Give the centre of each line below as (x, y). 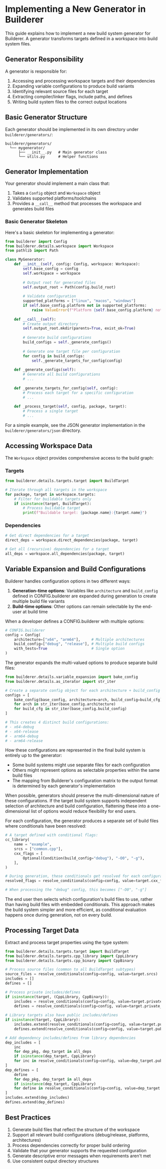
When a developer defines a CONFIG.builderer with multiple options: (75, 621)
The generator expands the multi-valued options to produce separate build (81, 663)
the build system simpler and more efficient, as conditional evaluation (76, 910)
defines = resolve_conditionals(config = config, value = (72, 1006)
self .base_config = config (51, 269)
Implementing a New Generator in (75, 9)
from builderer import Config (36, 241)
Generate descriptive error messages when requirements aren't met (82, 1156)
